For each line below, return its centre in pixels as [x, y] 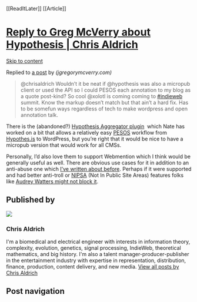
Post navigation [35, 291]
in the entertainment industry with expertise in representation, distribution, [96, 260]
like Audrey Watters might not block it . [52, 181]
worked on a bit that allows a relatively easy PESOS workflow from [87, 132]
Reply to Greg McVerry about [79, 32]
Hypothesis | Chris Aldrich [72, 45]
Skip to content [24, 61]
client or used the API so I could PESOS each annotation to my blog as [106, 90]
